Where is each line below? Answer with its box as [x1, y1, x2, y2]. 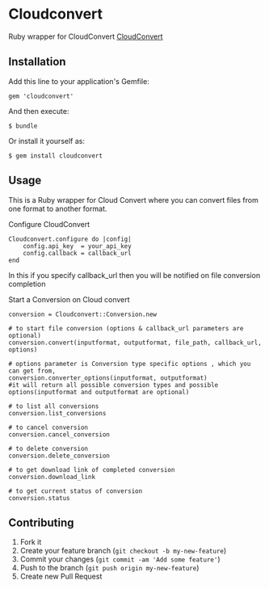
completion [8, 279, 46, 288]
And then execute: [8, 106, 69, 116]
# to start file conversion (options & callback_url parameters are [8, 324, 244, 332]
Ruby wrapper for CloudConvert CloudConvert [8, 32, 163, 41]
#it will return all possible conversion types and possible [8, 381, 219, 389]
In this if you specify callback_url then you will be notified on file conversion [8, 270, 261, 280]
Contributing [8, 515, 74, 529]
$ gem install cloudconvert [8, 151, 103, 160]
